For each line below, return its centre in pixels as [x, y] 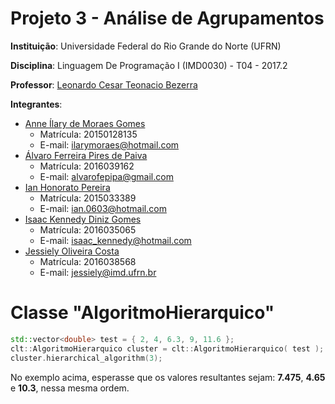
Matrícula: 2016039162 [87, 166]
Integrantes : [36, 104]
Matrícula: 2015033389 [88, 198]
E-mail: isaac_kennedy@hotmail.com [115, 240]
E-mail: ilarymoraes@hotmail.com [109, 144]
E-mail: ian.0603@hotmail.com [103, 208]
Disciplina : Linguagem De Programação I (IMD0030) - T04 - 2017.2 [149, 65]
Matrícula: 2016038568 [88, 261]
